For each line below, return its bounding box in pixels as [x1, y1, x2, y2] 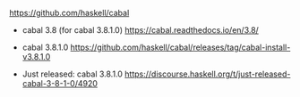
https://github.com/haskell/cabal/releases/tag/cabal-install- [70, 42, 291, 53]
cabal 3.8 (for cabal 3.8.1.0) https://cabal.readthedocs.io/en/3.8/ [21, 25, 260, 35]
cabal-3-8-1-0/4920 [21, 78, 99, 88]
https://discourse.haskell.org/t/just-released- [124, 69, 291, 79]
